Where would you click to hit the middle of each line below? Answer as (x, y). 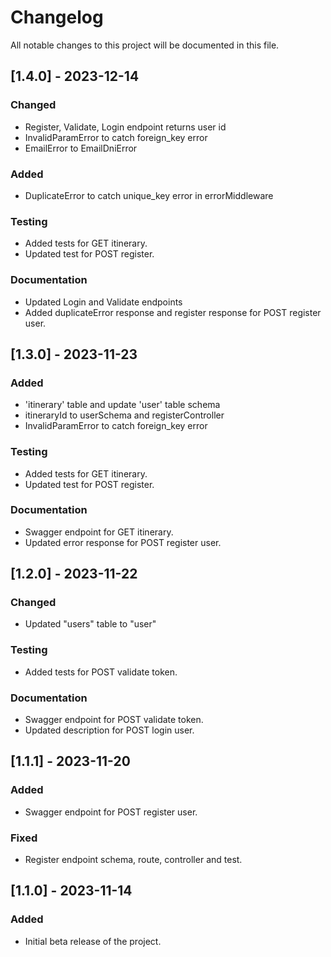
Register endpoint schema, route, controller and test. (133, 860)
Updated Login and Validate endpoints (103, 302)
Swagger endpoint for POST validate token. (114, 720)
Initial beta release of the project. (93, 941)
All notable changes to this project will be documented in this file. (145, 45)
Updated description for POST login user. (109, 730)
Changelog (57, 17)
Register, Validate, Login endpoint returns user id (125, 127)
